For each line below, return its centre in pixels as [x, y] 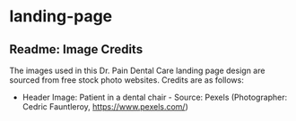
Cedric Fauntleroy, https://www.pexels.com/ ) [105, 107]
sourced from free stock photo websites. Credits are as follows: [126, 80]
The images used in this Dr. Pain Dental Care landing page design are [137, 70]
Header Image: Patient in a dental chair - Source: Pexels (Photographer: [155, 97]
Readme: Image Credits [76, 49]
